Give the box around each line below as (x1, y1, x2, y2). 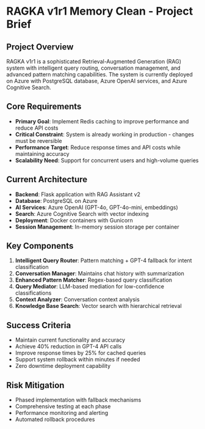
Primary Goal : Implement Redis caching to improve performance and (15, 117, 189, 125)
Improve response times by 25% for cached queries (15, 350, 146, 357)
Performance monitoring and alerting (15, 409, 109, 417)
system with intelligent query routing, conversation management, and (6, 64, 181, 71)
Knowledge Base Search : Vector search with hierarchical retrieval (15, 302, 182, 310)
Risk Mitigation (6, 380, 65, 391)
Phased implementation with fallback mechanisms (15, 396, 142, 404)
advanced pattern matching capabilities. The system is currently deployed (6, 71, 193, 78)
